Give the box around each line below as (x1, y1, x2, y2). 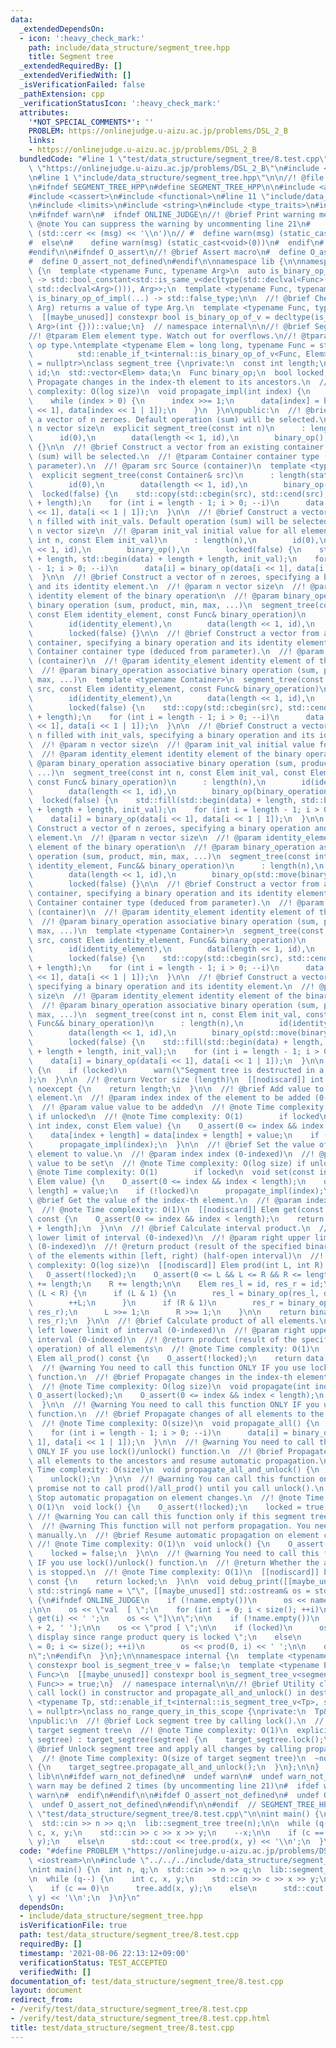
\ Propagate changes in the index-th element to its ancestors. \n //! (28, 377, 333, 387)
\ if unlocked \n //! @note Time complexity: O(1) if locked (28, 1112, 320, 1122)
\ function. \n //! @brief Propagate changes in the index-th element (28, 1372, 329, 1382)
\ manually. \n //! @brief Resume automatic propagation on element (28, 1530, 320, 1540)
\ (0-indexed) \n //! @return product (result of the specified (28, 1242, 302, 1252)
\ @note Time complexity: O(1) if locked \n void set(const (28, 1167, 315, 1178)
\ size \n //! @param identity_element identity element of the (28, 991, 302, 1001)
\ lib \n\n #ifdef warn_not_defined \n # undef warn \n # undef (28, 1772, 284, 1782)
